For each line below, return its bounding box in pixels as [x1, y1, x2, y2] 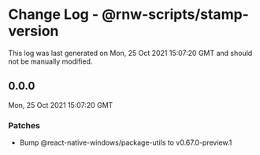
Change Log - [8, 6, 99, 24]
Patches [8, 120, 41, 131]
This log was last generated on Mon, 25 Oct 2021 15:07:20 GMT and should [8, 48, 253, 57]
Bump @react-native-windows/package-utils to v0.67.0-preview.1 [19, 138, 232, 147]
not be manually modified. [8, 57, 93, 66]
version [8, 22, 59, 40]
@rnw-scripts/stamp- [101, 6, 250, 24]
